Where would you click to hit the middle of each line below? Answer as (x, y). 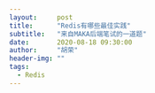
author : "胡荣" (44, 50)
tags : (19, 67)
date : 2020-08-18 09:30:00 (71, 42)
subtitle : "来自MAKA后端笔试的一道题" (78, 34)
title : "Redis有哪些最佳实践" (70, 26)
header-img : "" (37, 58)
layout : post (41, 17)
